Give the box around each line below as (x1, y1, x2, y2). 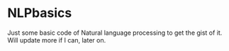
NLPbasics (7, 5, 72, 21)
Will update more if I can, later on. (7, 35, 106, 44)
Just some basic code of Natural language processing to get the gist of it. (7, 28, 223, 37)
